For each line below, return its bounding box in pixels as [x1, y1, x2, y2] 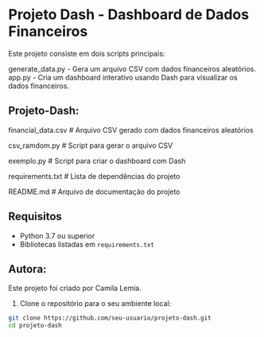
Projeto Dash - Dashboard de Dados [8, 6, 249, 24]
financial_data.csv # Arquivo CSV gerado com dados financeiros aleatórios [8, 125, 254, 134]
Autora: [8, 262, 47, 276]
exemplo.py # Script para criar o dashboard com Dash [8, 156, 186, 165]
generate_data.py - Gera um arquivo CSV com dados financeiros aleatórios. [8, 64, 257, 73]
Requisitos [8, 210, 62, 223]
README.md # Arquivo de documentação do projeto [8, 187, 181, 196]
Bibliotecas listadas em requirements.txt [19, 239, 155, 249]
